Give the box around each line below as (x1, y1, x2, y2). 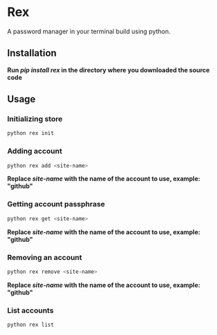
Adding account (7, 147, 62, 156)
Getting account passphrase (7, 199, 105, 209)
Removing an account (7, 252, 83, 262)
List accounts (7, 305, 54, 315)
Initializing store (7, 114, 63, 124)
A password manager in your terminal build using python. (7, 27, 171, 35)
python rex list (7, 321, 54, 329)
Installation (7, 47, 57, 59)
